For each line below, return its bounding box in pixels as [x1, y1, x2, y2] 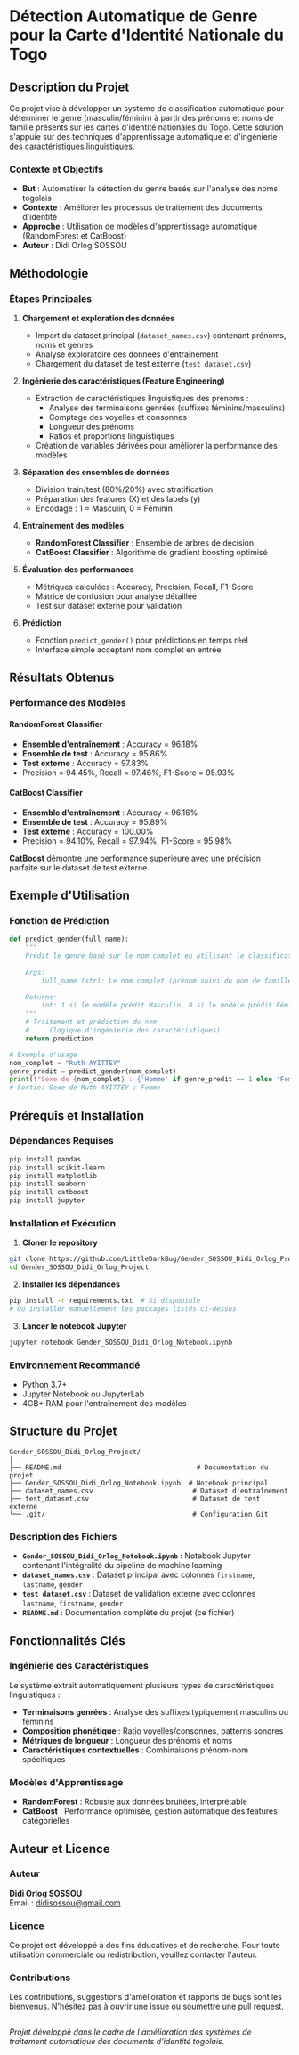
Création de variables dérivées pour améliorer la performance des [35, 440, 278, 450]
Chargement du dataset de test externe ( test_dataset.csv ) [35, 358, 252, 368]
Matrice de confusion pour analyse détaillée [35, 590, 198, 602]
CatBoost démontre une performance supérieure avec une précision [9, 853, 261, 863]
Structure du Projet [9, 1424, 117, 1439]
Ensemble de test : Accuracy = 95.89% [21, 816, 168, 827]
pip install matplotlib [9, 1171, 98, 1180]
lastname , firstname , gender [21, 1598, 124, 1608]
